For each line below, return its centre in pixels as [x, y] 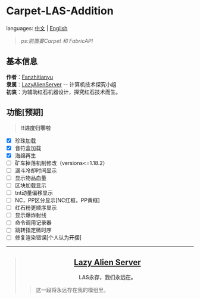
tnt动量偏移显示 [34, 193]
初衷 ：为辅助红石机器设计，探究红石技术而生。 [63, 92]
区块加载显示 [30, 185]
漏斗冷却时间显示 [36, 170]
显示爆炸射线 [30, 215]
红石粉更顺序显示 [36, 208]
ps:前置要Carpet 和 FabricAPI [57, 41]
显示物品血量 [30, 177]
